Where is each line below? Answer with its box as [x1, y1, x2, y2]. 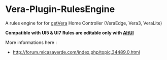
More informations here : [5, 39, 57, 45]
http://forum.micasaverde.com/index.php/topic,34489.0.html [12, 49, 141, 55]
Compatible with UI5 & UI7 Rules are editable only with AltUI [5, 29, 134, 35]
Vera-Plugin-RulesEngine [5, 3, 115, 15]
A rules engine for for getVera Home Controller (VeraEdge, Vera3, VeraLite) [5, 20, 162, 26]
